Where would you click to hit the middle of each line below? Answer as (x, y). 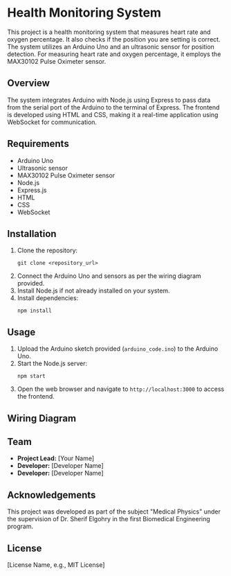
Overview (29, 84)
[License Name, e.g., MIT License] (56, 565)
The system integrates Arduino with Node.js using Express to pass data (109, 100)
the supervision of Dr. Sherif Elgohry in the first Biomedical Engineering (109, 519)
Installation (32, 234)
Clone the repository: (47, 250)
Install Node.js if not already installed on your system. (94, 291)
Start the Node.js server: (52, 364)
